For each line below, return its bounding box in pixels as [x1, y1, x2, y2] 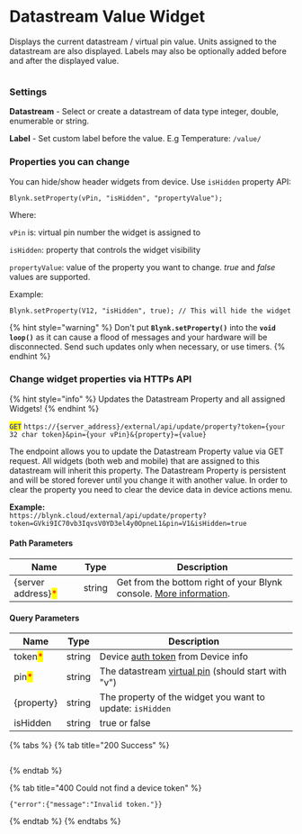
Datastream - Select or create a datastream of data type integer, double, [9, 106, 279, 117]
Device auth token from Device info [99, 650, 249, 663]
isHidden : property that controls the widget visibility [9, 244, 200, 255]
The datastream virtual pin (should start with [99, 665, 288, 677]
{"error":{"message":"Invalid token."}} [9, 800, 164, 810]
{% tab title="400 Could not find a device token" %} [9, 783, 202, 793]
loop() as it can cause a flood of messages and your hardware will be [9, 331, 268, 342]
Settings [9, 86, 48, 98]
